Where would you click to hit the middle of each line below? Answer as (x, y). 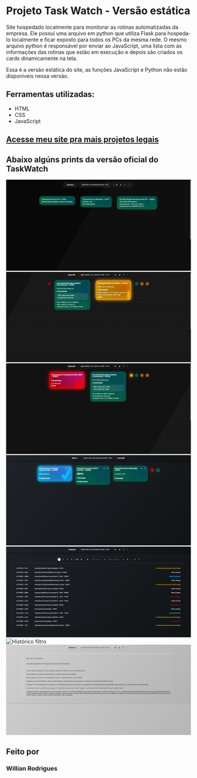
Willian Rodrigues (32, 768)
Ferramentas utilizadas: (50, 94)
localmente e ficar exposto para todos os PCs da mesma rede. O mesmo (99, 39)
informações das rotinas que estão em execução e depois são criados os (94, 52)
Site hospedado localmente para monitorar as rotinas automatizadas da (92, 27)
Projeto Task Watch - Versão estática (98, 11)
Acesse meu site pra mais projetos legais (83, 140)
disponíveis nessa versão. (38, 76)
